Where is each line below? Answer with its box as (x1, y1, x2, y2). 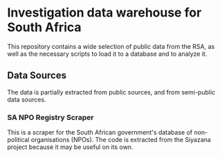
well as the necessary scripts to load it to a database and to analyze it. (7, 50, 207, 58)
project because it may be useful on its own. (7, 143, 133, 151)
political (7, 136, 30, 144)
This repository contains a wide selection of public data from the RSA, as (7, 42, 215, 50)
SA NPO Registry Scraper (7, 112, 94, 122)
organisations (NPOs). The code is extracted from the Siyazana (30, 136, 211, 144)
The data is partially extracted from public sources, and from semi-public (7, 88, 216, 96)
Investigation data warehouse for (7, 5, 202, 21)
